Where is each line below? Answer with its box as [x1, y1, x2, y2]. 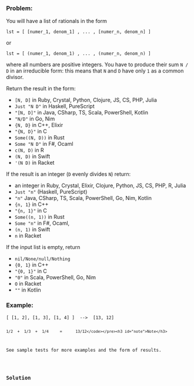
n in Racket [14, 232, 42, 240]
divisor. [6, 74, 24, 81]
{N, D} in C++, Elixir [14, 122, 63, 129]
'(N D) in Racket [14, 159, 55, 166]
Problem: [6, 4, 33, 12]
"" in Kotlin [14, 286, 41, 293]
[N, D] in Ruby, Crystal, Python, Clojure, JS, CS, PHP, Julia [14, 96, 158, 104]
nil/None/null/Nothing [14, 256, 71, 262]
